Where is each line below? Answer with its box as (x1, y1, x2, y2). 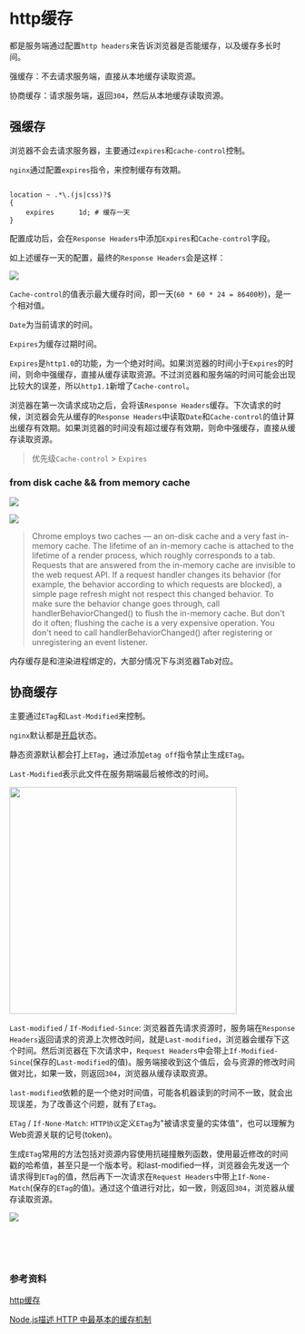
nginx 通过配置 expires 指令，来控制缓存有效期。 (9, 164, 186, 175)
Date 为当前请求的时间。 (9, 319, 98, 329)
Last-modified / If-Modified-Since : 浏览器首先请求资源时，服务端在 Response (9, 1022, 295, 1033)
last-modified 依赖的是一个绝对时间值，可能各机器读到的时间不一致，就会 (9, 1086, 286, 1098)
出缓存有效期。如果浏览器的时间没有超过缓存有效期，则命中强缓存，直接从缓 (9, 422, 296, 433)
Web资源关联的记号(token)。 (9, 1129, 117, 1140)
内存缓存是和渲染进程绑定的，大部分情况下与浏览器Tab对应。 (9, 655, 239, 667)
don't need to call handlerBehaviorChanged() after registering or (31, 627, 273, 638)
